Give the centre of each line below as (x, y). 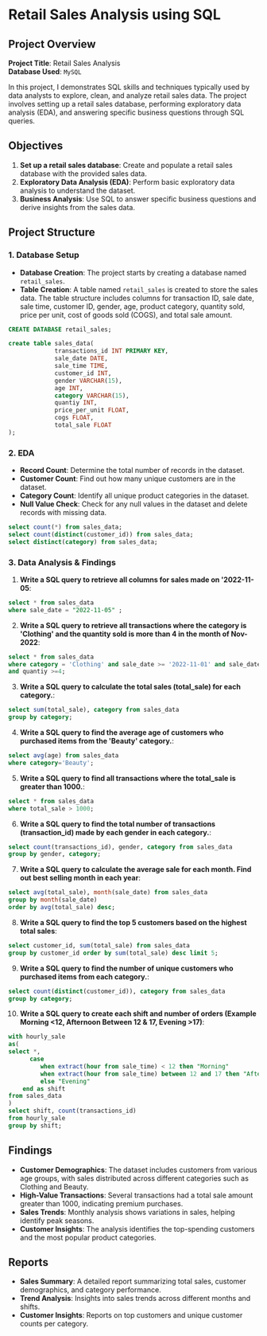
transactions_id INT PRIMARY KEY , (112, 351)
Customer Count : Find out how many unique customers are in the (128, 479)
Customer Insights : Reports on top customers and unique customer (131, 1315)
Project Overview (52, 44)
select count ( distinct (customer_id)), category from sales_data (117, 991)
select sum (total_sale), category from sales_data (94, 710)
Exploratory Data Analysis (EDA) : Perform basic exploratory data (127, 182)
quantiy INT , (76, 403)
